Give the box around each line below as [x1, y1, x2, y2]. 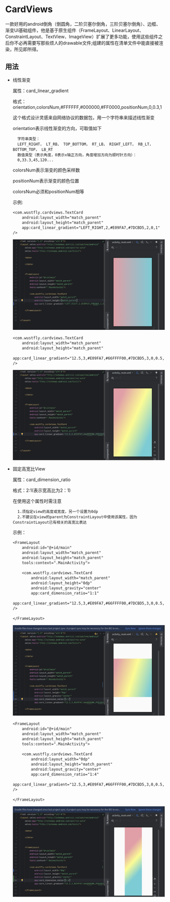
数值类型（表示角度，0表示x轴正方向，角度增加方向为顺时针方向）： [17, 152, 137, 157]
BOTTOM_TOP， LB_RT [12, 147, 53, 152]
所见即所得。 [14, 46, 41, 52]
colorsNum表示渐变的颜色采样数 [12, 167, 80, 173]
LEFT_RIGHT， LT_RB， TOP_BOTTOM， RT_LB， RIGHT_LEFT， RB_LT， [17, 142, 153, 147]
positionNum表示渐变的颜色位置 [12, 178, 79, 184]
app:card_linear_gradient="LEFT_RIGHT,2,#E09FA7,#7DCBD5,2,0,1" [22, 225, 160, 230]
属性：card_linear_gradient [12, 88, 69, 94]
